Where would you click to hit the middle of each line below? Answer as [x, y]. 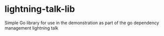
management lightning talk [31, 28]
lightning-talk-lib [40, 9]
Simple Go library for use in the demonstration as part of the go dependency [82, 23]
